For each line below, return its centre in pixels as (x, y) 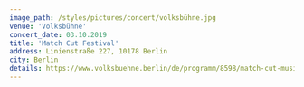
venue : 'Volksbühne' (48, 26)
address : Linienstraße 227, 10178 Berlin (89, 52)
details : (26, 69)
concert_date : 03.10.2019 (58, 34)
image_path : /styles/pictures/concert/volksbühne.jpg (113, 18)
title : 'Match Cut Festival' (64, 43)
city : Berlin (34, 60)
